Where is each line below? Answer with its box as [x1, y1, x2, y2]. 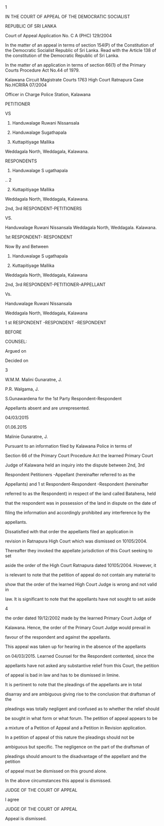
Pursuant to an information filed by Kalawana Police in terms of [5, 443, 132, 449]
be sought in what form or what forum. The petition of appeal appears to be [5, 716, 158, 721]
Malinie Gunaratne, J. [5, 434, 48, 439]
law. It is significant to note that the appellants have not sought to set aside [5, 596, 156, 602]
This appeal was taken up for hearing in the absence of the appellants [5, 644, 146, 649]
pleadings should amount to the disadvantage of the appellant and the [5, 753, 147, 759]
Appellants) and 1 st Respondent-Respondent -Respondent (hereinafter [5, 481, 148, 487]
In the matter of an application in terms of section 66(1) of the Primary [5, 62, 146, 68]
